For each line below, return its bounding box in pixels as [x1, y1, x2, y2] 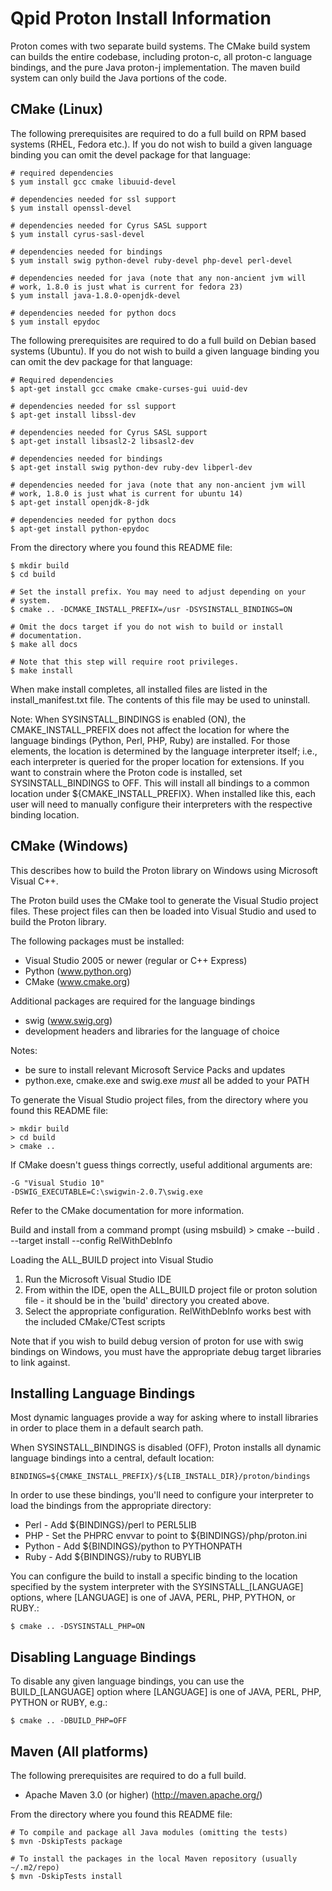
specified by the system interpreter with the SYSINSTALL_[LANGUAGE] [10, 1581, 304, 1593]
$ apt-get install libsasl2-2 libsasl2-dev [10, 436, 195, 446]
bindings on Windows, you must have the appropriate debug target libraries [10, 1345, 322, 1357]
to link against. [10, 1356, 71, 1368]
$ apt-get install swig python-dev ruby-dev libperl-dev [10, 462, 253, 472]
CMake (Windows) [10, 838, 129, 855]
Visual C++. [10, 875, 59, 887]
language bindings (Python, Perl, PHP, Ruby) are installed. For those [10, 734, 291, 746]
